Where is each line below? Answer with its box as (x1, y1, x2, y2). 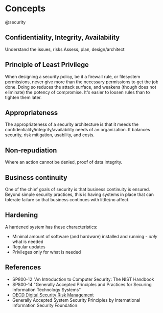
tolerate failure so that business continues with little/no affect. (5, 197, 130, 202)
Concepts (5, 3, 46, 14)
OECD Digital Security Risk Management (12, 292, 94, 298)
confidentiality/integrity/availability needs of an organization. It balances (5, 127, 150, 133)
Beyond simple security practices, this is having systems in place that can (5, 192, 154, 197)
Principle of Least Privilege (5, 61, 89, 69)
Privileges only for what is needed (12, 249, 81, 255)
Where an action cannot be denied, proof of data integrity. (5, 159, 122, 165)
